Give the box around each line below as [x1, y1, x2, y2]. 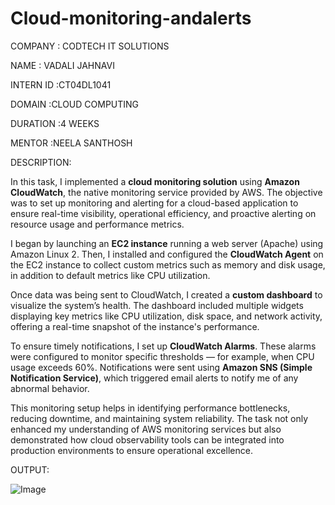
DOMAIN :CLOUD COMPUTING [10, 98, 140, 110]
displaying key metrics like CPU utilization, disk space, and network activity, [10, 310, 323, 322]
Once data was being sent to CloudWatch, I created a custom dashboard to [10, 288, 323, 301]
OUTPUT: [10, 463, 50, 476]
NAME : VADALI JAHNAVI [10, 59, 115, 71]
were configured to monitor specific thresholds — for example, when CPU [10, 350, 315, 362]
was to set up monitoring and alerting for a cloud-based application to [10, 197, 299, 209]
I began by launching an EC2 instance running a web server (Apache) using [10, 237, 324, 249]
